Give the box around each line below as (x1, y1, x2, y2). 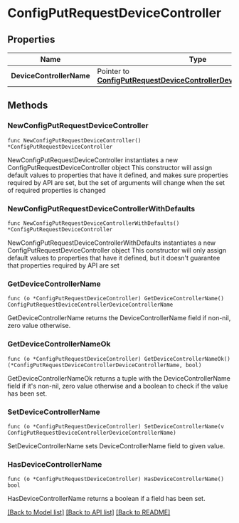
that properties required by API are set (7, 261, 119, 270)
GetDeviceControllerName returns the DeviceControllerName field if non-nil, (7, 314, 231, 322)
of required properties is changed (7, 186, 106, 194)
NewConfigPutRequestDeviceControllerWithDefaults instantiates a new (7, 238, 216, 247)
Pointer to (97, 66, 130, 76)
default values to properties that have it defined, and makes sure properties (7, 171, 229, 179)
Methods (7, 100, 48, 112)
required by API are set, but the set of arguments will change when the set (7, 178, 225, 186)
